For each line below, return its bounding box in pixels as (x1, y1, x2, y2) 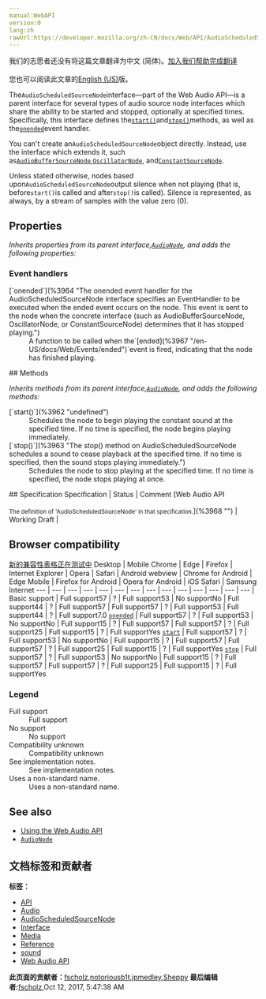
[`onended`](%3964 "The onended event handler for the (9, 286, 193, 296)
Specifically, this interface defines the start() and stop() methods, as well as (9, 115, 255, 125)
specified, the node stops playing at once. (28, 474, 166, 484)
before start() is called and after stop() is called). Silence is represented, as (9, 188, 252, 197)
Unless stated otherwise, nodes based (9, 171, 134, 181)
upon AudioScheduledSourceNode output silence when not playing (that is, (9, 179, 241, 189)
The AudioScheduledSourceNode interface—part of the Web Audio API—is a (9, 90, 245, 99)
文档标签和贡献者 (9, 859, 92, 873)
